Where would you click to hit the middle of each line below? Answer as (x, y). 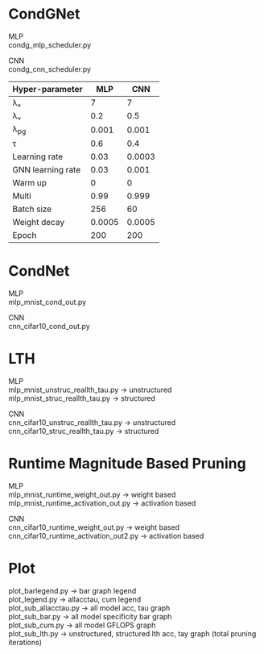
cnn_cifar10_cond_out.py (49, 327)
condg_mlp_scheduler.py (50, 44)
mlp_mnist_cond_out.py (47, 302)
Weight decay (39, 223)
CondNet (39, 271)
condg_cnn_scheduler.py (49, 69)
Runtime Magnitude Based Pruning (128, 464)
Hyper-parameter (47, 89)
